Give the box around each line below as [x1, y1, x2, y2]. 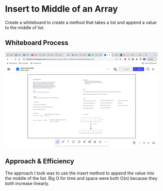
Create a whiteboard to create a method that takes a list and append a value [5, 19, 157, 25]
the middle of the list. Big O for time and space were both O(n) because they [5, 175, 158, 181]
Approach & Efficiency [5, 157, 74, 166]
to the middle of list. [5, 24, 45, 30]
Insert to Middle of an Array [5, 3, 118, 15]
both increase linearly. [5, 180, 49, 186]
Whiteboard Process [5, 39, 69, 47]
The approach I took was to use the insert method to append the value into [5, 170, 154, 176]
